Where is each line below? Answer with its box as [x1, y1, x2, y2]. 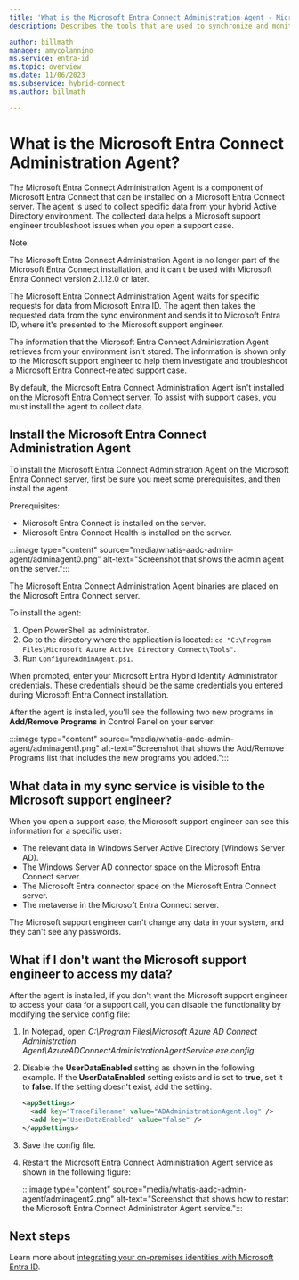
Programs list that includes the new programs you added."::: [9, 753, 230, 764]
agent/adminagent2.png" [21, 1193, 115, 1204]
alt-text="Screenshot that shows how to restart [116, 1193, 289, 1204]
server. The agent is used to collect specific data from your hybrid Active [9, 201, 278, 211]
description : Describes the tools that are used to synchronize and [9, 21, 269, 30]
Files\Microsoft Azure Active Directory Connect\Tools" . [21, 644, 237, 655]
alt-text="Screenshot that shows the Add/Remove [101, 743, 285, 754]
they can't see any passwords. [9, 927, 122, 937]
